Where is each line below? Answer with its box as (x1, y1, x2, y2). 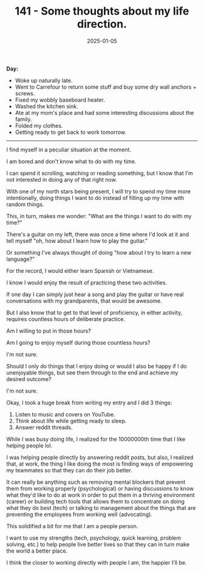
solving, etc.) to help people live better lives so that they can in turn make (6, 540, 190, 548)
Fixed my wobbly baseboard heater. (15, 96, 105, 103)
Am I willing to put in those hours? (6, 327, 91, 334)
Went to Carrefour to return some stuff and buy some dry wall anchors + (15, 83, 197, 91)
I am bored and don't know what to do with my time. (6, 157, 137, 165)
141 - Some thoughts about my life (15, 4, 189, 18)
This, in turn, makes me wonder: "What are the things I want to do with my (6, 212, 192, 219)
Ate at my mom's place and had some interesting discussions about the (15, 109, 194, 116)
